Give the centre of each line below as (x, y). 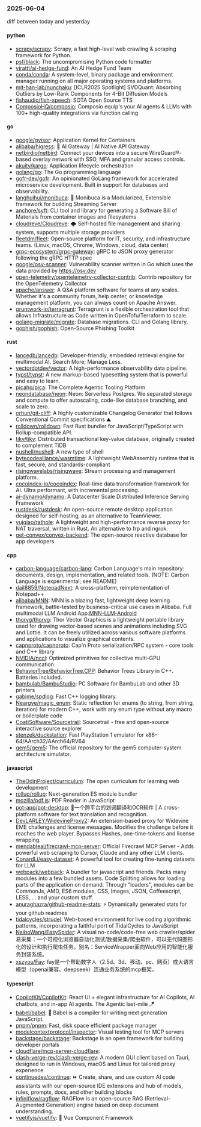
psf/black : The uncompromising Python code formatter (83, 61)
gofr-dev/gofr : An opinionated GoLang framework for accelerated (97, 178)
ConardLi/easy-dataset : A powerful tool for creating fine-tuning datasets (105, 859)
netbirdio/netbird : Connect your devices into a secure (82, 152)
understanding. (34, 1111)
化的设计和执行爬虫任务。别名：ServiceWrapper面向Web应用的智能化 (101, 947)
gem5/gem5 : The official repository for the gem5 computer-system (98, 748)
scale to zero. (32, 406)
